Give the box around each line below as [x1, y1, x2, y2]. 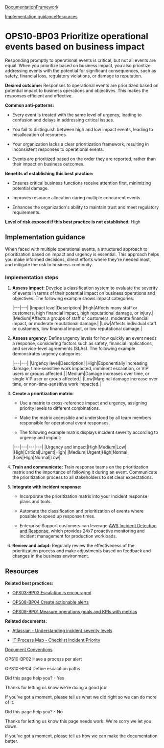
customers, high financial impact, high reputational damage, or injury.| [12, 310, 154, 316]
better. [5, 738, 19, 744]
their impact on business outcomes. [12, 161, 85, 167]
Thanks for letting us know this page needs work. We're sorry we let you [5, 718, 152, 724]
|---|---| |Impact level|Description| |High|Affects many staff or [12, 305, 138, 311]
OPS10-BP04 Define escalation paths [5, 665, 80, 671]
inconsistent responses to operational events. [12, 146, 104, 152]
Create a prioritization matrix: [12, 391, 74, 397]
